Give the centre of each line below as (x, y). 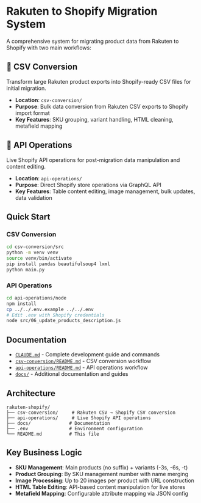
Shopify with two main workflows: (49, 48)
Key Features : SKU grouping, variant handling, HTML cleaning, (94, 119)
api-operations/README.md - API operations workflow (81, 367)
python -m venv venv (33, 253)
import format (32, 113)
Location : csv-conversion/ (48, 100)
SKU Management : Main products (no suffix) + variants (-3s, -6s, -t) (101, 467)
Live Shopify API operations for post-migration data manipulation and (93, 160)
